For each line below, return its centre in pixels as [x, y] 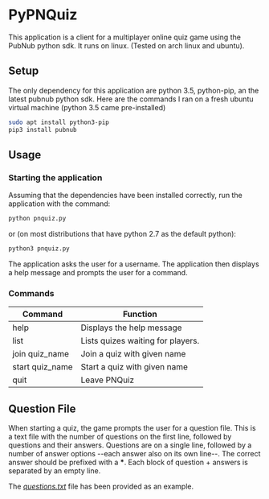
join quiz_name [41, 354]
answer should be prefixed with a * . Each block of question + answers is [128, 462]
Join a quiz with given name [133, 354]
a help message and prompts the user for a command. [98, 272]
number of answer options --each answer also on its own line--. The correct [134, 454]
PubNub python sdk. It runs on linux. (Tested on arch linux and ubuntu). [126, 45]
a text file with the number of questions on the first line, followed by [120, 437]
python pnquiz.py [37, 219]
